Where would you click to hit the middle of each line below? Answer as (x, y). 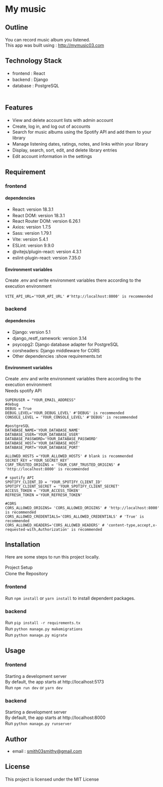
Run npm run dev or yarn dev (34, 687)
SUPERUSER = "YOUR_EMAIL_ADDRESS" (41, 400)
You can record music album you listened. (48, 40)
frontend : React (29, 73)
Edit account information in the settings (52, 156)
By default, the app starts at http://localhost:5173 (55, 681)
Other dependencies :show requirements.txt (57, 356)
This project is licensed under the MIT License (52, 779)
